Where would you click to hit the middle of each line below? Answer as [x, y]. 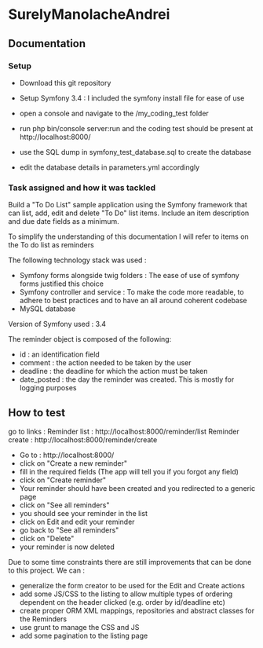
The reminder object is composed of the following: [90, 339]
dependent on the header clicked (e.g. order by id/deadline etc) [122, 602]
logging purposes [48, 388]
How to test [37, 413]
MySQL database [47, 309]
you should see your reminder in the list [83, 513]
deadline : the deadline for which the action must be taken [113, 372]
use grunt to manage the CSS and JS [79, 627]
